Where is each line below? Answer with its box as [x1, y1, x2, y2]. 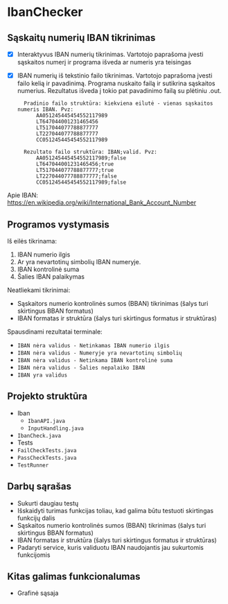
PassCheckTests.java [17, 454, 77, 461]
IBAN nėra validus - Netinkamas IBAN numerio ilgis [17, 342, 170, 349]
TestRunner [17, 462, 49, 469]
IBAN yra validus [17, 372, 68, 379]
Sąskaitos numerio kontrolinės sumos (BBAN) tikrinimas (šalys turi [17, 521, 207, 529]
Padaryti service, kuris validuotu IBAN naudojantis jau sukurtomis [17, 543, 204, 551]
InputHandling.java [27, 424, 85, 432]
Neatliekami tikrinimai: [7, 286, 71, 294]
